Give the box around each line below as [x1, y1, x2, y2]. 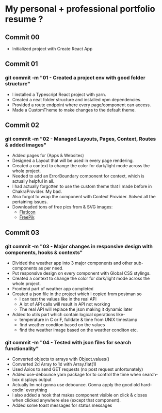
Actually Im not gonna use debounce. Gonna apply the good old [12, 382, 140, 388]
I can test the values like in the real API [19, 296, 97, 302]
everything [26, 387, 48, 393]
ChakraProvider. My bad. [12, 189, 62, 194]
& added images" [5, 142, 47, 148]
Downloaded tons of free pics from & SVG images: [12, 204, 113, 210]
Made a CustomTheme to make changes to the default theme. [12, 107, 136, 112]
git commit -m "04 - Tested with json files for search [5, 339, 131, 346]
